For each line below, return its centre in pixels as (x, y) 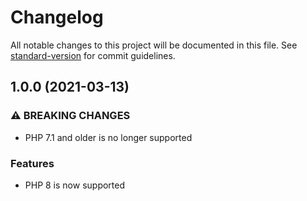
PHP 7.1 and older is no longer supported (108, 137)
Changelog (57, 17)
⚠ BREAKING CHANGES (70, 116)
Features (32, 163)
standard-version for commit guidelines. (93, 55)
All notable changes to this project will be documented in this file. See (154, 45)
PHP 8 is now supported (75, 185)
